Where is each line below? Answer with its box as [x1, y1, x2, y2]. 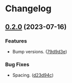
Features [5, 38, 27, 44]
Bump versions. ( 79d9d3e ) [12, 48, 68, 54]
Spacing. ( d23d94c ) [12, 72, 54, 78]
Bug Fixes [5, 61, 30, 68]
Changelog [5, 3, 52, 14]
